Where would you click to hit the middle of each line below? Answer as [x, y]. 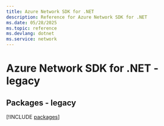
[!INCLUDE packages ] [33, 117]
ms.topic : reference [32, 28]
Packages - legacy [41, 103]
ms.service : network [32, 39]
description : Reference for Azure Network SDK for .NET [77, 17]
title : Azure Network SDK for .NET [50, 12]
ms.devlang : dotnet [30, 34]
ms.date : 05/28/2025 [32, 22]
